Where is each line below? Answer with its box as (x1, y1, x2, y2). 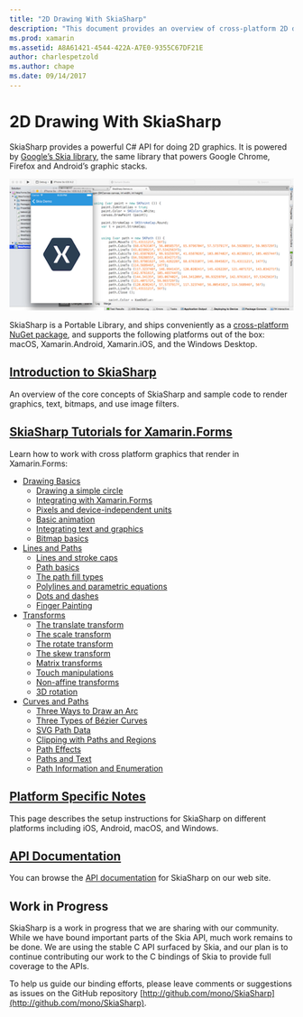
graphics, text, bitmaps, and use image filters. (9, 398, 179, 409)
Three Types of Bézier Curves (35, 715, 148, 726)
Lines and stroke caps (35, 552, 119, 563)
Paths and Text (35, 753, 92, 764)
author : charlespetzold (9, 52, 99, 62)
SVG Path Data (35, 724, 92, 735)
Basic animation (35, 514, 96, 525)
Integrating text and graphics (35, 523, 144, 534)
